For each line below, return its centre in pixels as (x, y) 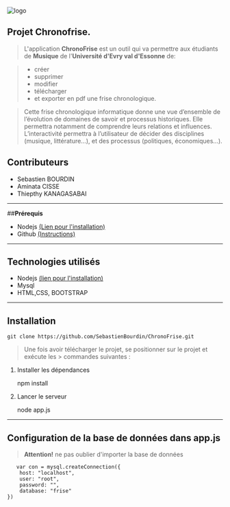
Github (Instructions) (46, 234)
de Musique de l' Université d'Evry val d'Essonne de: (100, 56)
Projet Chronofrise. (49, 32)
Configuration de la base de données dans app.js (114, 438)
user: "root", (39, 479)
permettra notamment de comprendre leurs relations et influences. (118, 126)
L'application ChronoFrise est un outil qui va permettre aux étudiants (121, 49)
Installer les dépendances (53, 370)
